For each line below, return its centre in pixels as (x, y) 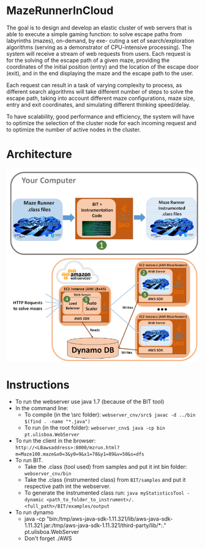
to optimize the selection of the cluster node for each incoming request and (102, 123)
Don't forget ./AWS (48, 538)
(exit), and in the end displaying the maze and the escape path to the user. (100, 73)
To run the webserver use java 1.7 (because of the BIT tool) (90, 401)
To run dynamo (34, 512)
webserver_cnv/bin (48, 474)
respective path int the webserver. (68, 486)
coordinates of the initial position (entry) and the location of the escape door (102, 67)
